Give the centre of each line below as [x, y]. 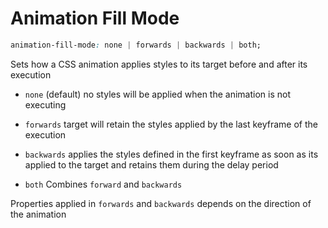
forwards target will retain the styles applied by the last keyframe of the [171, 124]
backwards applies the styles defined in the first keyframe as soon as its [171, 154]
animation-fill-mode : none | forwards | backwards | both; [136, 45]
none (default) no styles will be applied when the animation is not [157, 94]
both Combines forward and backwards [103, 184]
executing [45, 104]
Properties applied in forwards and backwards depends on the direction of [161, 203]
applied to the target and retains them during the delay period [151, 164]
